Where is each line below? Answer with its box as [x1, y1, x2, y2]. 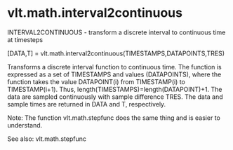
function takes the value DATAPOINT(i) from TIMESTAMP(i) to [7, 77, 186, 86]
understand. [7, 121, 43, 129]
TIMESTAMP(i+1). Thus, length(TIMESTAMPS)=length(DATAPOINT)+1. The [7, 85, 222, 93]
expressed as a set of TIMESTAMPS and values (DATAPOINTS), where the [7, 70, 222, 79]
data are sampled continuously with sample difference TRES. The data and [7, 93, 223, 101]
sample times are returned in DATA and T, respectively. [7, 100, 166, 108]
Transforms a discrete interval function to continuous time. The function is [7, 62, 222, 71]
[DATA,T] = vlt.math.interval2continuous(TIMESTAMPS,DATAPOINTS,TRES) [7, 49, 225, 57]
